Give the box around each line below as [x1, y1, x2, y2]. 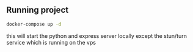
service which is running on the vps [6, 39, 96, 46]
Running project [6, 5, 69, 15]
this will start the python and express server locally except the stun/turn [6, 32, 188, 39]
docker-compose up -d [6, 21, 62, 27]
